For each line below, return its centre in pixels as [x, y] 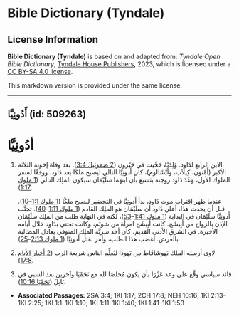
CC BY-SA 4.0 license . [40, 72]
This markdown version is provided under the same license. [95, 85]
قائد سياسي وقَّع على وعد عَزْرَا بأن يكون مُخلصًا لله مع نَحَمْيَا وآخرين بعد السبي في [124, 274]
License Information [53, 40]
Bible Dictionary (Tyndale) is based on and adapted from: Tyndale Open [114, 56]
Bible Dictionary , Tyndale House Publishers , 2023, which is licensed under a [119, 64]
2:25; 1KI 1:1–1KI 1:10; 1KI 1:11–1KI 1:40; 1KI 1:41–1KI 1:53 [106, 303]
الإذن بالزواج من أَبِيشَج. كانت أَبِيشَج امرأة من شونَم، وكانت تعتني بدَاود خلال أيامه [122, 224]
